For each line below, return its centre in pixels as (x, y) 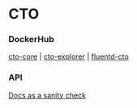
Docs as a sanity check (47, 95)
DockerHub (31, 39)
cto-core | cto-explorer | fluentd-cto (69, 56)
